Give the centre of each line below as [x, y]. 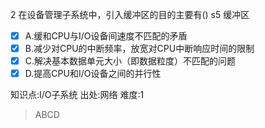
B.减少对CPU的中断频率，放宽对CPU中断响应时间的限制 [139, 49]
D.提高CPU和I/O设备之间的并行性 [93, 74]
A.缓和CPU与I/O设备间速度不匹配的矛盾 [106, 36]
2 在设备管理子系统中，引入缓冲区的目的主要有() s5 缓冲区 [130, 14]
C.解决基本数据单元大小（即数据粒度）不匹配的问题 [130, 61]
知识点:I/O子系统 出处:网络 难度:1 [77, 95]
